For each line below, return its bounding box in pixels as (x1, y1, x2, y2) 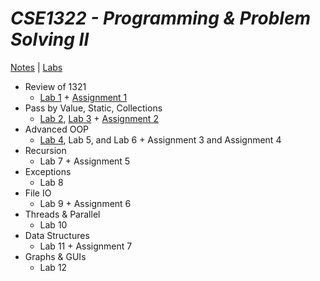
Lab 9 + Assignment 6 (39, 197, 132, 209)
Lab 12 (39, 261, 68, 273)
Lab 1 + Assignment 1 (39, 91, 128, 103)
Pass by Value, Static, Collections (24, 102, 163, 114)
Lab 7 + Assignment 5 (39, 155, 131, 167)
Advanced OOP (24, 123, 90, 135)
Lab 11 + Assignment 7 (39, 240, 133, 252)
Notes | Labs (10, 61, 63, 73)
